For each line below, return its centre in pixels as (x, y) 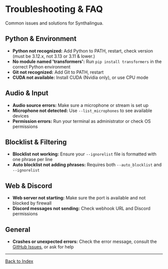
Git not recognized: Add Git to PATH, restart (58, 72)
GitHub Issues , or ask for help (43, 247)
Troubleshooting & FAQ (54, 9)
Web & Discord (29, 186)
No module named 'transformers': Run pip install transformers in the (87, 61)
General (18, 229)
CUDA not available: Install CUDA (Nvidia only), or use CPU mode (80, 77)
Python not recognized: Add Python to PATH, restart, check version (83, 50)
